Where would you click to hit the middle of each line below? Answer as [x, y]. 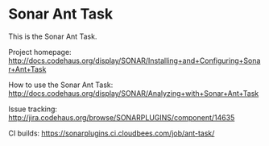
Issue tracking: [33, 109]
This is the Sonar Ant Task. [53, 36]
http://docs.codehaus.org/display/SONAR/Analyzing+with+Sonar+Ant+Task [134, 93]
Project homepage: [40, 52]
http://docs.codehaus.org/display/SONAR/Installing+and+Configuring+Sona [134, 60]
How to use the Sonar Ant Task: [61, 85]
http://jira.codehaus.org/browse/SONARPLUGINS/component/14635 [122, 117]
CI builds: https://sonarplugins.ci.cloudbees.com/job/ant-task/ [112, 133]
